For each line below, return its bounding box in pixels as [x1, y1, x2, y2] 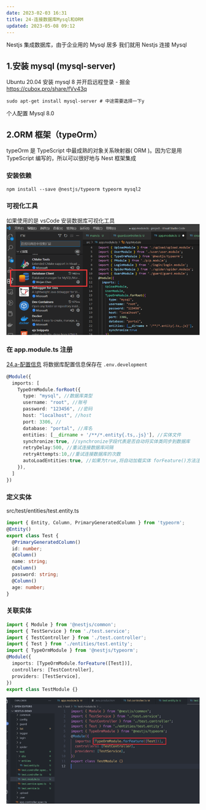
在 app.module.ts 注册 [6, 345, 73, 354]
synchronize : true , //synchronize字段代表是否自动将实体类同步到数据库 [22, 438, 190, 445]
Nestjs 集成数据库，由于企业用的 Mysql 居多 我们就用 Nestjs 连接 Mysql [6, 41, 187, 48]
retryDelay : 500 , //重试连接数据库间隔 [22, 445, 113, 451]
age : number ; [12, 584, 45, 590]
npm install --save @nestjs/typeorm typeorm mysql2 [6, 186, 141, 193]
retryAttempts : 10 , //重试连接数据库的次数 [22, 451, 121, 457]
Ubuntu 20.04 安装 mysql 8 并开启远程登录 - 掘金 [6, 78, 131, 86]
